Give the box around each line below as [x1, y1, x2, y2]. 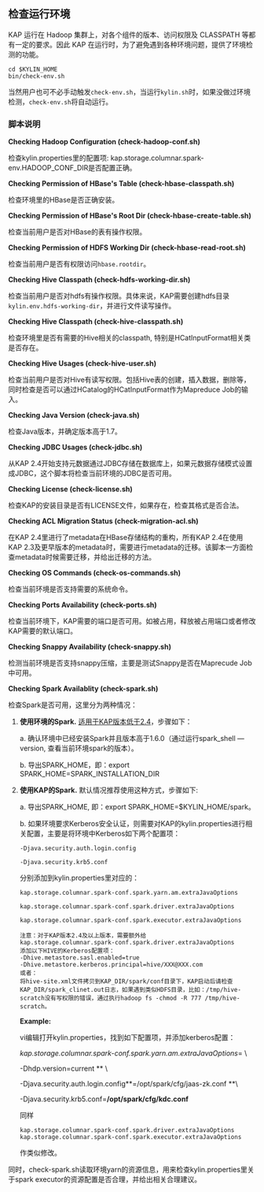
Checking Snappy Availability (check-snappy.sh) [8, 642, 171, 652]
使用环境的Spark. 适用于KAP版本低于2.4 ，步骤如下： [19, 717, 192, 727]
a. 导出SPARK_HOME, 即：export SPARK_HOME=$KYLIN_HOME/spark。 [19, 803, 255, 812]
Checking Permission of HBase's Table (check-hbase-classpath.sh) [8, 179, 235, 188]
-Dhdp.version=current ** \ [19, 1063, 108, 1074]
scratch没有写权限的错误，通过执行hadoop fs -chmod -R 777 [19, 994, 202, 1003]
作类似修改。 [19, 1148, 61, 1157]
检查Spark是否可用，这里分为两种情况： [8, 700, 137, 710]
